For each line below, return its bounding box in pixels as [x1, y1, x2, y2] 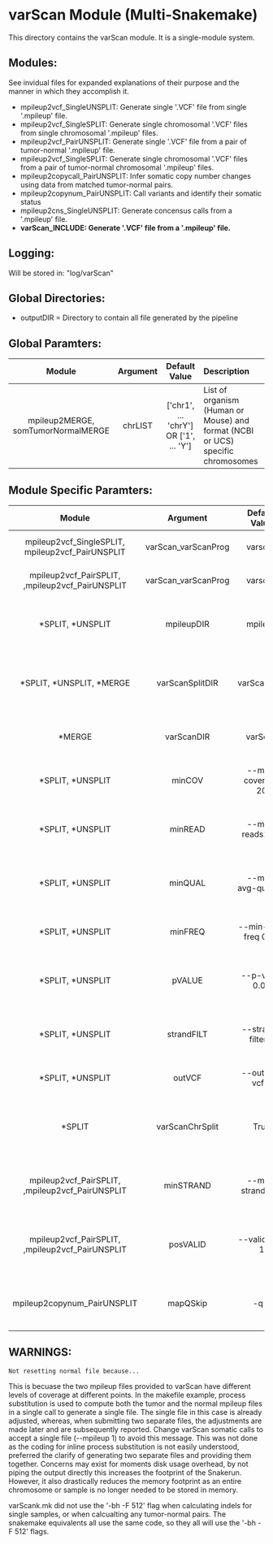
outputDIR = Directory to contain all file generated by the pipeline [19, 313, 238, 322]
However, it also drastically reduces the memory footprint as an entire [8, 1476, 242, 1486]
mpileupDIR [165, 619, 210, 629]
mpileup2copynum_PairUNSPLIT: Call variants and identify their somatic [19, 188, 262, 198]
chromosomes [202, 456, 258, 467]
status [19, 197, 41, 206]
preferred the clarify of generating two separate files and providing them [8, 1450, 252, 1460]
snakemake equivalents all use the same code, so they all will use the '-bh [8, 1517, 256, 1528]
